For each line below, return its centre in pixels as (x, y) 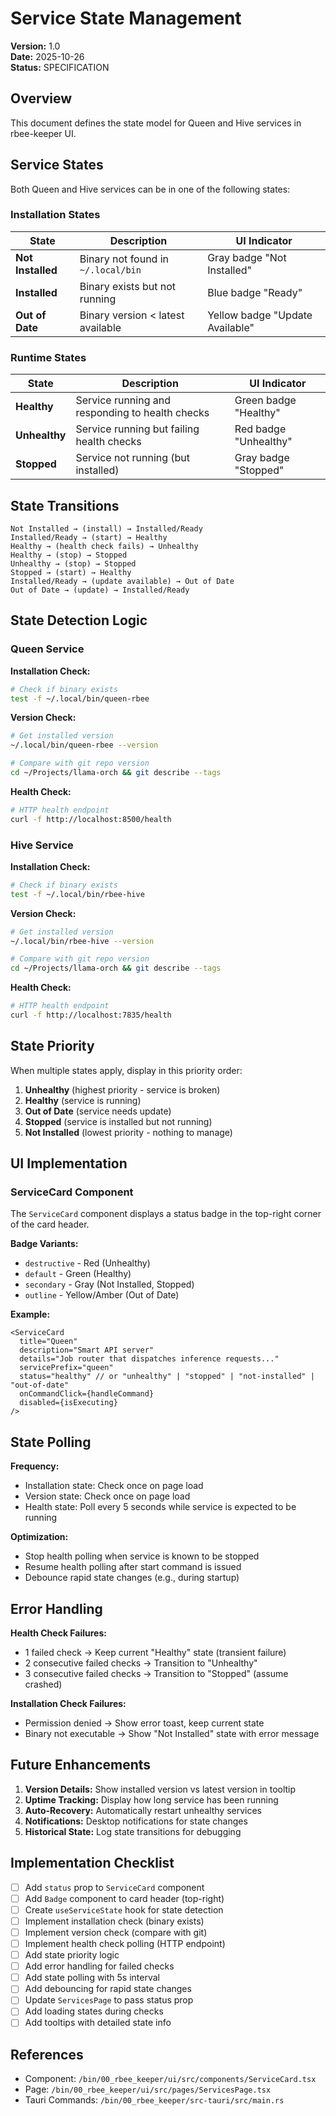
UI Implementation (69, 1163)
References (47, 2054)
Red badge (260, 429)
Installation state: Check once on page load (114, 1486)
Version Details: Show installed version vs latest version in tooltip (160, 1789)
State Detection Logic (79, 620)
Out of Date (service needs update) (98, 1111)
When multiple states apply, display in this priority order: (126, 1070)
